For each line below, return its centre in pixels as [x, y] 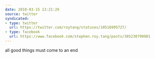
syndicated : [17, 18]
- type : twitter [21, 23]
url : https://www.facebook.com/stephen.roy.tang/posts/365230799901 [80, 37]
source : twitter [21, 14]
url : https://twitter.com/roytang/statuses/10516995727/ [68, 28]
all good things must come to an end [41, 50]
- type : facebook [23, 32]
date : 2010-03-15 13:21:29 [32, 9]
